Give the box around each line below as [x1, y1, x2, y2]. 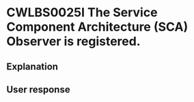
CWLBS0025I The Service [6, 5, 158, 20]
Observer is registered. [6, 34, 141, 49]
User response [6, 84, 70, 95]
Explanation [6, 61, 59, 72]
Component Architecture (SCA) [6, 19, 189, 35]
